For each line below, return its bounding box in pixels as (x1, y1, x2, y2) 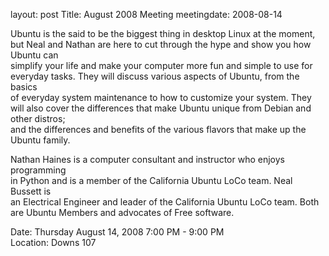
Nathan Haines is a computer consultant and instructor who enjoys (10, 154, 285, 165)
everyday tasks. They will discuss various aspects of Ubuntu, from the (10, 70, 300, 82)
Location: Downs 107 (10, 237, 97, 248)
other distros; (10, 113, 66, 124)
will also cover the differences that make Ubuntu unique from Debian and (10, 102, 312, 114)
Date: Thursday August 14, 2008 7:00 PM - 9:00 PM (10, 226, 225, 238)
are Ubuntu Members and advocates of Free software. (10, 207, 235, 218)
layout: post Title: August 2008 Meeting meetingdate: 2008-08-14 (10, 9, 283, 20)
